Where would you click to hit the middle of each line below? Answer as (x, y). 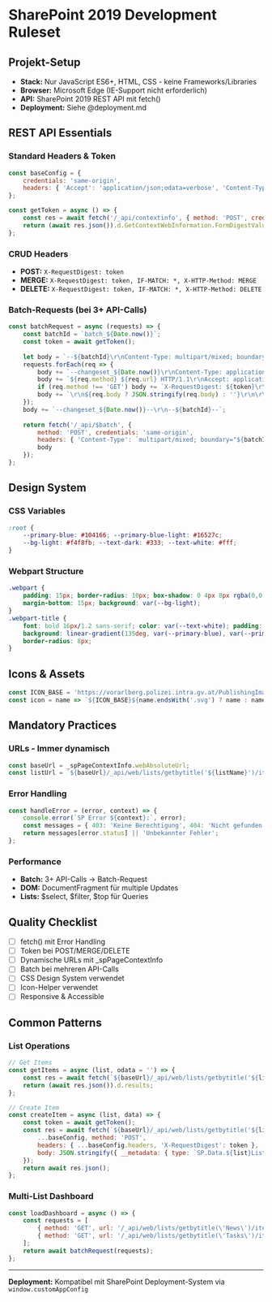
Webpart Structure (46, 572)
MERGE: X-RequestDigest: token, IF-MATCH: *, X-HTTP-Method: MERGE (138, 280)
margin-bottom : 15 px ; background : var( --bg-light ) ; (112, 603)
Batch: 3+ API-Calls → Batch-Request (84, 880)
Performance (35, 861)
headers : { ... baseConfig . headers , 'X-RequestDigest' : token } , (148, 1145)
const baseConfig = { (45, 173)
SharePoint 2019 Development (113, 15)
